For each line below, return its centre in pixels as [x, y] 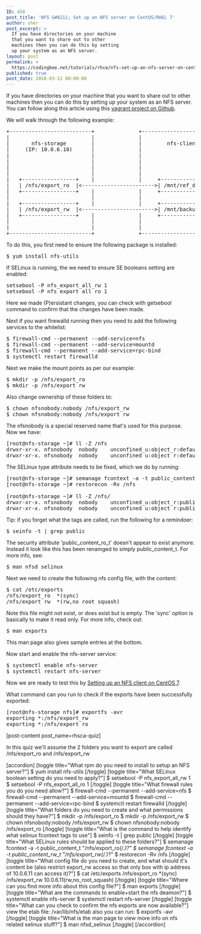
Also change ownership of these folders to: [59, 397]
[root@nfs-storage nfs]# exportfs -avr [65, 712]
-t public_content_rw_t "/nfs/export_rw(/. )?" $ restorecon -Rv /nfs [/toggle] [98, 854]
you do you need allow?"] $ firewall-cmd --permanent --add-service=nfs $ [99, 791]
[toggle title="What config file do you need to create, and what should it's [97, 861]
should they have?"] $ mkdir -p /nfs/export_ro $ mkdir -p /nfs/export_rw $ [98, 817]
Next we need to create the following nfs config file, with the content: [92, 579]
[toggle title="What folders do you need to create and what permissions [95, 810]
